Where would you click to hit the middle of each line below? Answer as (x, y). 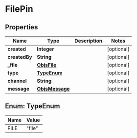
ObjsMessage (53, 89)
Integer (46, 49)
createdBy (20, 57)
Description (89, 41)
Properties (22, 27)
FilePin (19, 9)
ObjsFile (47, 65)
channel (17, 81)
